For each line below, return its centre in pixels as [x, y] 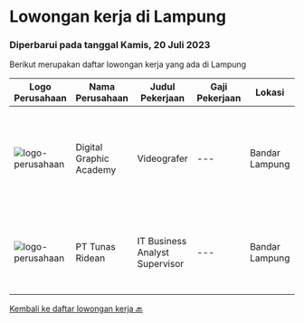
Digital [89, 147]
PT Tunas [95, 247]
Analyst [153, 252]
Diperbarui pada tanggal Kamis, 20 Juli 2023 [110, 45]
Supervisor [161, 264]
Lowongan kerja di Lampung [118, 17]
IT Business [162, 242]
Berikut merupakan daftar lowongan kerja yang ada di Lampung [128, 64]
